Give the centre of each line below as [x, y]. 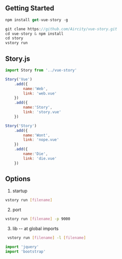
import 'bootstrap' [25, 251]
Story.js [18, 59]
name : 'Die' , [36, 154]
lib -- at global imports [35, 229]
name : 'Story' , [38, 108]
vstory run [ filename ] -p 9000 [38, 219]
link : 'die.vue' [40, 158]
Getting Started [30, 8]
